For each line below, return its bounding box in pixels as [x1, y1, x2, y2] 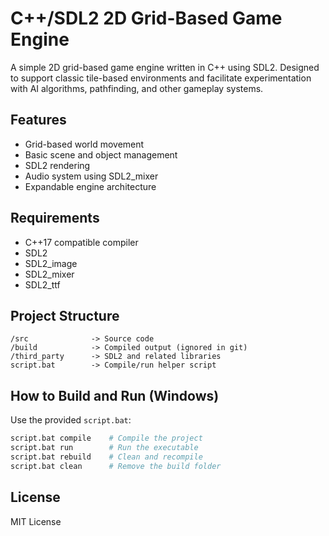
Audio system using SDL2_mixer [24, 170, 159, 182]
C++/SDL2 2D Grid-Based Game [10, 7, 283, 30]
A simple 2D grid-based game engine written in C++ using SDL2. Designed [10, 61, 320, 73]
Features [10, 112, 67, 129]
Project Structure [10, 307, 120, 324]
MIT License [10, 515, 62, 527]
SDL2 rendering [24, 159, 91, 171]
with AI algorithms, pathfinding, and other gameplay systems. [10, 82, 264, 94]
